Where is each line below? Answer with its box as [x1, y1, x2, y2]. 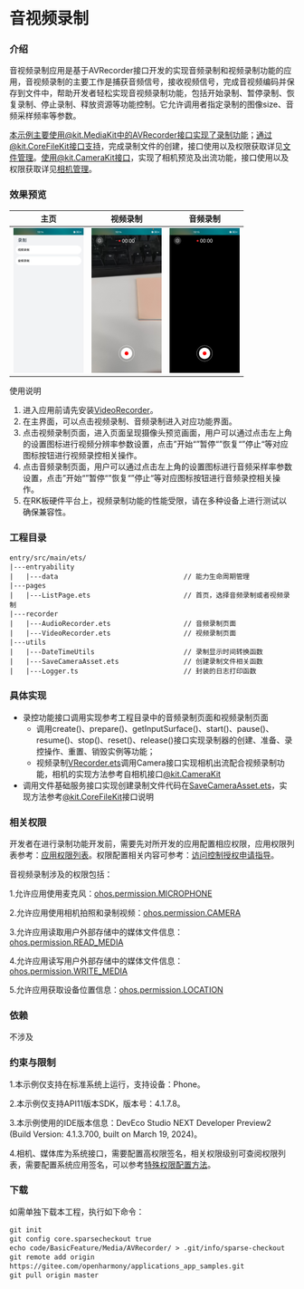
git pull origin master [9, 1270, 100, 1280]
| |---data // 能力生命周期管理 [9, 572, 251, 582]
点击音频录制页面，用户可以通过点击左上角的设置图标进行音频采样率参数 [22, 461, 292, 472]
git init [9, 1225, 43, 1235]
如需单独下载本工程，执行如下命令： [9, 1206, 145, 1217]
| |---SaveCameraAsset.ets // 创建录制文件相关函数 [9, 658, 264, 667]
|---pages [9, 582, 47, 591]
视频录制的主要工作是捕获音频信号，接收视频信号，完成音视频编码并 [33, 76, 287, 87]
